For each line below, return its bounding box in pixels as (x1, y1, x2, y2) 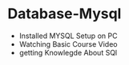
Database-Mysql (7, 5, 122, 23)
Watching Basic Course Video (18, 39, 118, 48)
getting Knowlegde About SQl (18, 48, 118, 57)
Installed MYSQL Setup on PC (18, 31, 118, 40)
